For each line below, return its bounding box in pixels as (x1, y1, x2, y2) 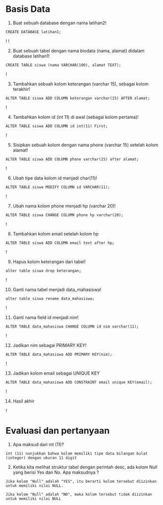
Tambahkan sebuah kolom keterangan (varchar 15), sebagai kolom (12, 81, 149, 87)
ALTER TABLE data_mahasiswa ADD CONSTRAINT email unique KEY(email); (5, 380, 153, 385)
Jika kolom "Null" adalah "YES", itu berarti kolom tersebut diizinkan (5, 479, 157, 484)
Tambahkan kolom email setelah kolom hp (12, 230, 99, 236)
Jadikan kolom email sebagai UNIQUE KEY (12, 370, 100, 376)
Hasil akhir (12, 398, 35, 404)
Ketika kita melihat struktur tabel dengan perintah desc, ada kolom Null (12, 464, 158, 470)
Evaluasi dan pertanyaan (5, 425, 110, 437)
